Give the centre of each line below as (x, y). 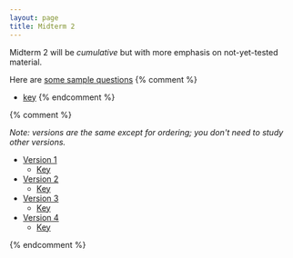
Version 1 (40, 159)
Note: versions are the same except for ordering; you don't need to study (146, 132)
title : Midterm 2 (42, 26)
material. (26, 62)
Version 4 (40, 217)
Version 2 (40, 179)
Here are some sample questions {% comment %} (104, 79)
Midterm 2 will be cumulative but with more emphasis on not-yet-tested (144, 52)
